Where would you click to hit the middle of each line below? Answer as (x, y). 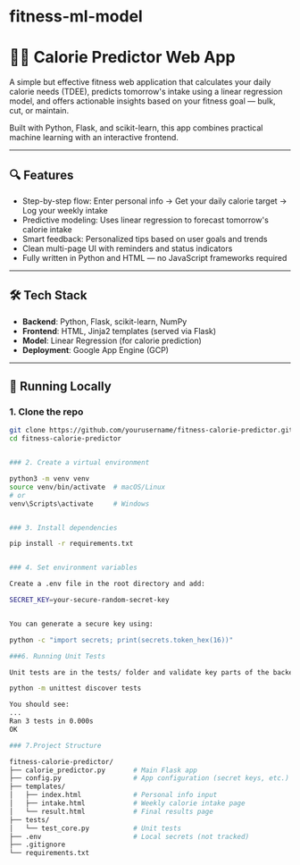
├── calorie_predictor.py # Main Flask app (104, 770)
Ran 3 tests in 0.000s (51, 721)
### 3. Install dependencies (63, 528)
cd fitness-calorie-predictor (66, 439)
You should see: (39, 705)
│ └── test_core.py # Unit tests (95, 828)
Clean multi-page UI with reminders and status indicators (127, 248)
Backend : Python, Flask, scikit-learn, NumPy (104, 321)
